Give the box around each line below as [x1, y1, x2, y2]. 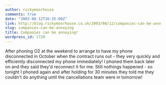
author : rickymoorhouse [5, 7, 54, 12]
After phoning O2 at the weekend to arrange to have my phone [5, 48, 133, 54]
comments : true [5, 12, 37, 17]
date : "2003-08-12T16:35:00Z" [5, 16, 68, 21]
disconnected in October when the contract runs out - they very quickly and [5, 53, 160, 59]
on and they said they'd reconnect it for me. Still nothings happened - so [5, 63, 153, 69]
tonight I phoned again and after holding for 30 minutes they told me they [5, 69, 154, 75]
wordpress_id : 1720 [5, 35, 45, 40]
